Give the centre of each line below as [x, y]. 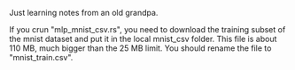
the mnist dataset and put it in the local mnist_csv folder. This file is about [143, 39]
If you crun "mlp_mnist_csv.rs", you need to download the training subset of [147, 29]
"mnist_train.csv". [41, 57]
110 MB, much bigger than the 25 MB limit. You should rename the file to [140, 48]
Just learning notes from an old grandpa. [84, 13]
